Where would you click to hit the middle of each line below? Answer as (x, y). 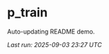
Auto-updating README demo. (51, 31)
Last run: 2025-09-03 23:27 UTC (54, 44)
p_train (28, 13)
